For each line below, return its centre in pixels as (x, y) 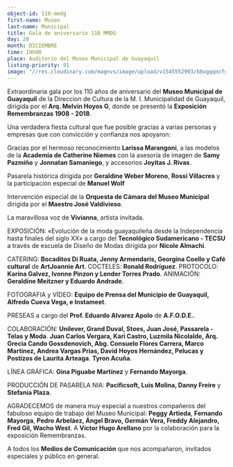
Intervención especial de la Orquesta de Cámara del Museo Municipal (108, 196)
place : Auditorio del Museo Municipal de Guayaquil (83, 59)
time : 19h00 (24, 53)
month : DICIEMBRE (32, 46)
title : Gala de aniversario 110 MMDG (62, 33)
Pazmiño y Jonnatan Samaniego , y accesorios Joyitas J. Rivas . (100, 162)
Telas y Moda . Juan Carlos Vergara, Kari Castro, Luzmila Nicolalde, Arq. (113, 336)
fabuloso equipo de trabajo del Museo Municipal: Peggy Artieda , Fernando (115, 413)
